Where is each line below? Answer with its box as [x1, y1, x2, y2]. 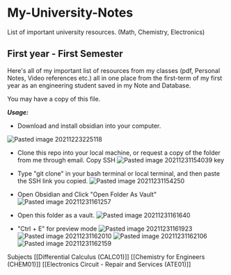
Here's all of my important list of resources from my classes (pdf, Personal [7, 66, 221, 74]
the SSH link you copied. [17, 176, 88, 185]
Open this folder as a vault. [17, 210, 95, 219]
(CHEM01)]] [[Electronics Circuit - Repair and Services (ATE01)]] [7, 260, 191, 268]
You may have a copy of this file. [7, 94, 101, 103]
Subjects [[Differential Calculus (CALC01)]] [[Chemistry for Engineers [7, 252, 205, 261]
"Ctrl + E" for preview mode [17, 224, 97, 233]
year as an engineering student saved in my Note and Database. [7, 81, 191, 90]
